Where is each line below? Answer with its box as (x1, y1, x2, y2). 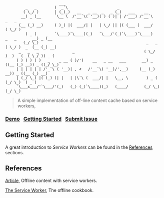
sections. (5, 149, 24, 155)
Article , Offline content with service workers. (5, 177, 97, 183)
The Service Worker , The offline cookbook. (5, 187, 94, 193)
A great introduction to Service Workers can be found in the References (5, 144, 153, 150)
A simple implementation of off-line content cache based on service (17, 97, 158, 104)
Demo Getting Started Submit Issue (5, 115, 97, 122)
